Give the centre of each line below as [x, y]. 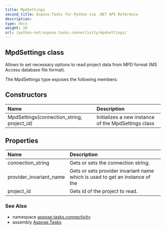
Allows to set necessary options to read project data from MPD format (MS [81, 64]
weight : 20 [16, 28]
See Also [16, 206]
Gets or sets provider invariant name [112, 171]
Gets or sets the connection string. [110, 163]
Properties [22, 141]
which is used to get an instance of [110, 177]
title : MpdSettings [25, 10]
